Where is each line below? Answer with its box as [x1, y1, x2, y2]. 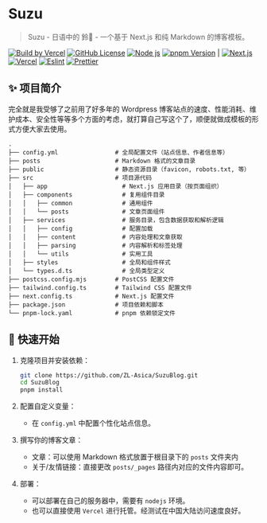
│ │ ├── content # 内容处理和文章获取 [8, 232, 183, 241]
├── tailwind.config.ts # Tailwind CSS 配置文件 [8, 283, 192, 291]
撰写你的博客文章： [19, 435, 83, 445]
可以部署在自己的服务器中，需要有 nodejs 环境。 [31, 496, 190, 505]
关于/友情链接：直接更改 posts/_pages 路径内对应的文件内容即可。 [31, 463, 249, 472]
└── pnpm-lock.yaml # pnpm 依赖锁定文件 [8, 309, 176, 317]
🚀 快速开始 [8, 333, 60, 346]
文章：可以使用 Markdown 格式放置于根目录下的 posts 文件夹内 [31, 452, 238, 462]
